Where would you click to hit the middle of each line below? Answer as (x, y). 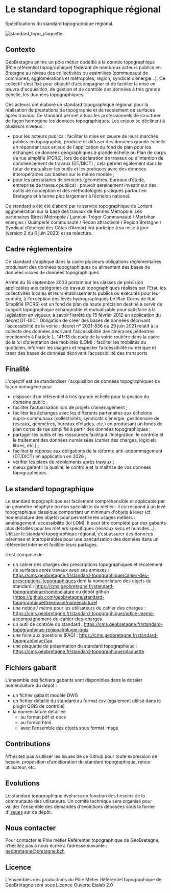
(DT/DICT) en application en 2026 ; (50, 456)
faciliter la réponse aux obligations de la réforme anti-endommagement (88, 451)
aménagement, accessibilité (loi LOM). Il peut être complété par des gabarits (86, 523)
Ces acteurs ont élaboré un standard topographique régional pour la (77, 104)
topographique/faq (32, 641)
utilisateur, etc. (21, 767)
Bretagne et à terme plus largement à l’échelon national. (71, 196)
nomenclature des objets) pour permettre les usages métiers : (70, 517)
